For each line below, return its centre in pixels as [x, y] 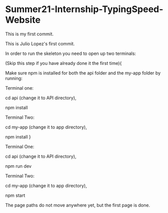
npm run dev [18, 166]
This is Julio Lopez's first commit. [40, 43]
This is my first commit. [29, 34]
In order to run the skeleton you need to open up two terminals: [71, 53]
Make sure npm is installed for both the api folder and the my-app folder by [83, 73]
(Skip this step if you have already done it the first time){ [64, 63]
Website [23, 20]
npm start [15, 195]
